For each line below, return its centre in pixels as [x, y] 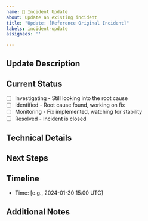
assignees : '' [24, 34]
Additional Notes [38, 212]
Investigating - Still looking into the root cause [71, 98]
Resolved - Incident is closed [50, 119]
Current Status [34, 84]
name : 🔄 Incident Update [37, 12]
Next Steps [27, 158]
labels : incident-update [37, 28]
